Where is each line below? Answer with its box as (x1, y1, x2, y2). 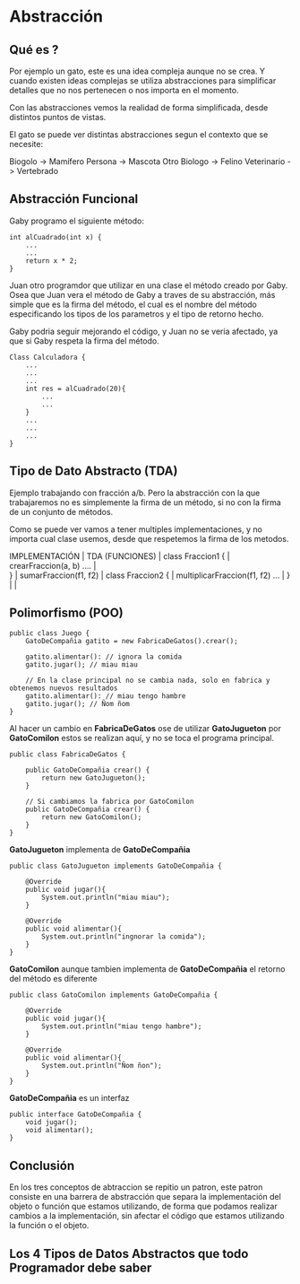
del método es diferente (9, 974, 98, 984)
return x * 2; (25, 256, 78, 266)
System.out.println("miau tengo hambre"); (41, 1022, 202, 1031)
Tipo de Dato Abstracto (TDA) (9, 464, 178, 479)
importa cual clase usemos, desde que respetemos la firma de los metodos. (9, 533, 289, 544)
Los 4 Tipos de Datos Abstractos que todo (9, 1245, 249, 1262)
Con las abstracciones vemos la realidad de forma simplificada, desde (9, 102, 269, 113)
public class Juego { (9, 629, 90, 638)
